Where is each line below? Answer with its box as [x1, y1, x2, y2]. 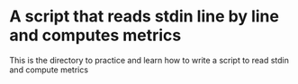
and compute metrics [9, 64, 88, 75]
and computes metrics [9, 25, 182, 46]
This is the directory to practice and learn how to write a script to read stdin [9, 55, 290, 65]
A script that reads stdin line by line [9, 6, 279, 27]
